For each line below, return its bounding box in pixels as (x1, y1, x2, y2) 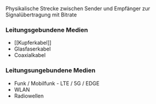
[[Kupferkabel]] (14, 39, 52, 46)
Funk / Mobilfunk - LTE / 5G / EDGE (14, 79, 99, 87)
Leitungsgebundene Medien (5, 26, 88, 34)
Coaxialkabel (14, 52, 46, 59)
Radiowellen (14, 92, 44, 99)
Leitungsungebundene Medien (5, 66, 95, 75)
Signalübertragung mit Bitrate (5, 11, 77, 18)
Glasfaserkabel (14, 45, 51, 52)
